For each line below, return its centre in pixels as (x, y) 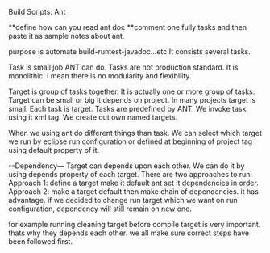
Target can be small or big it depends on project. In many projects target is (132, 100)
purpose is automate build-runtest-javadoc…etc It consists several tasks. (130, 51)
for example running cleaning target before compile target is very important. (135, 224)
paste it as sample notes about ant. (66, 36)
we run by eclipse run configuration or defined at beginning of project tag (131, 141)
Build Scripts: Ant (37, 12)
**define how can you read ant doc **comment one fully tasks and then (128, 27)
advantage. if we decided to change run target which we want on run (123, 200)
